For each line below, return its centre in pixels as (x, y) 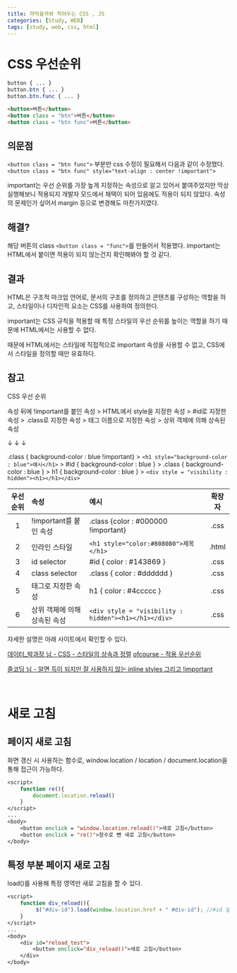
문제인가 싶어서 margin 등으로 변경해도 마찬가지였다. (87, 203)
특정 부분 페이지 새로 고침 (59, 865)
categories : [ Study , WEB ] (45, 20)
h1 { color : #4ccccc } (125, 591)
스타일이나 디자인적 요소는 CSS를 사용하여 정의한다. (88, 306)
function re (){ (42, 789)
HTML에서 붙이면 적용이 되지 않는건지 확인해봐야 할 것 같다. (89, 255)
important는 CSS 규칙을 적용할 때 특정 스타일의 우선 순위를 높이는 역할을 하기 (114, 321)
